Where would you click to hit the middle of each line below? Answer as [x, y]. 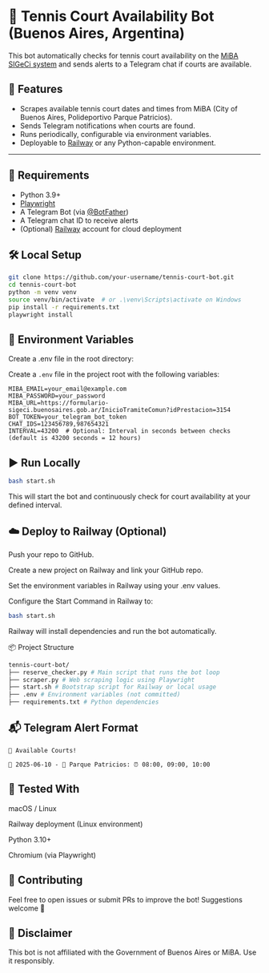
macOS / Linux [33, 808]
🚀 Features [36, 89]
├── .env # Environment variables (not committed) [94, 695]
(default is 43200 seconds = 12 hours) [75, 438]
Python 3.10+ [30, 839]
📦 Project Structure [41, 647]
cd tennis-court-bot [43, 285]
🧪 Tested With [44, 789]
